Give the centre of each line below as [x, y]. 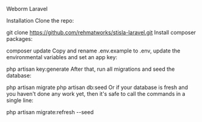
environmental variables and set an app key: [62, 57]
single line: [20, 100]
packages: [20, 39]
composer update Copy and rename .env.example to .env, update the [93, 51]
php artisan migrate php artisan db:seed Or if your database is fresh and [97, 87]
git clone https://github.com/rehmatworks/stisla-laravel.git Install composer [101, 32]
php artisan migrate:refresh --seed [50, 112]
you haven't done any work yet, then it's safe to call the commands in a [96, 94]
